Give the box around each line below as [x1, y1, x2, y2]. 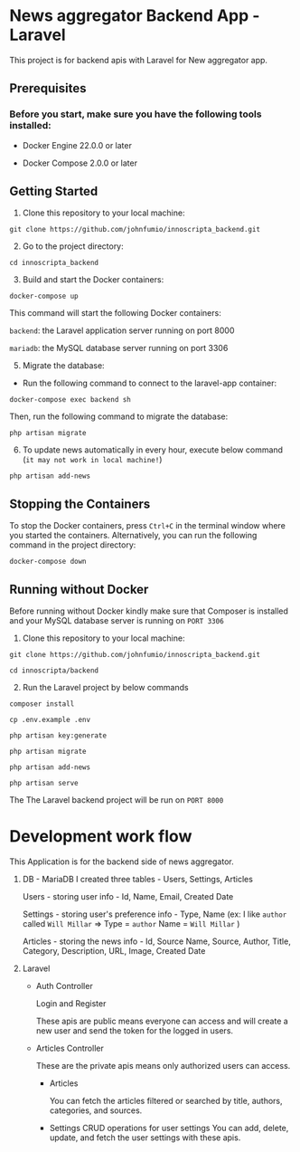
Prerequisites [9, 81, 87, 96]
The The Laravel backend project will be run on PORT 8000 [9, 795, 224, 805]
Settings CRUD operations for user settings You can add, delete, [49, 1123, 289, 1133]
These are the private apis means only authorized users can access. [35, 1061, 291, 1071]
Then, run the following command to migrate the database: [9, 411, 229, 422]
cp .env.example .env [9, 716, 91, 725]
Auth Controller [35, 981, 93, 991]
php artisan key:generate [9, 731, 107, 740]
